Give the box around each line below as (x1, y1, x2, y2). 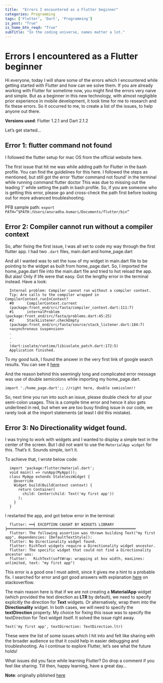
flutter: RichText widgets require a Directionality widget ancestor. (9, 544, 156, 548)
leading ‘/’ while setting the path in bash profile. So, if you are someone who (5, 184, 157, 190)
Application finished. (9, 348, 55, 352)
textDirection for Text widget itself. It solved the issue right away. (5, 615, 135, 621)
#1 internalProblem (9, 309, 60, 314)
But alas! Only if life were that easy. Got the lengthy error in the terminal (5, 273, 148, 279)
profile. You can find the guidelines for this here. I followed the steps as (5, 169, 148, 175)
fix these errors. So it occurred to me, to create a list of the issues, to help (5, 103, 153, 109)
